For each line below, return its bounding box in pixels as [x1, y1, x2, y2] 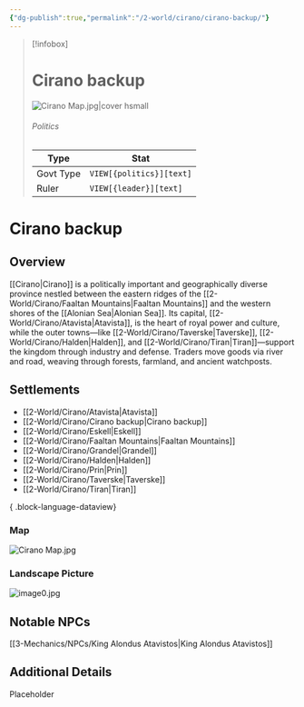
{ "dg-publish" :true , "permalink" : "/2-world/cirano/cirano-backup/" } [9, 13, 270, 23]
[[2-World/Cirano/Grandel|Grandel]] [22, 444, 157, 455]
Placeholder [9, 688, 54, 700]
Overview [9, 254, 66, 270]
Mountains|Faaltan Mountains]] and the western [91, 297, 271, 309]
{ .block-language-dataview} [9, 501, 117, 512]
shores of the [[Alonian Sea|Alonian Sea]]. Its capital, [9, 307, 208, 318]
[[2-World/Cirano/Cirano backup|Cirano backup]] [22, 415, 208, 427]
